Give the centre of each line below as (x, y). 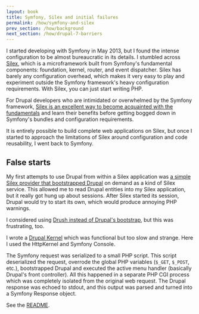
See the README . (28, 305)
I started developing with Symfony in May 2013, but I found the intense (93, 51)
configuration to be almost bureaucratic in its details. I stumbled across (93, 57)
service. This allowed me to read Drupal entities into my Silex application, (96, 189)
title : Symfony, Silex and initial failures (62, 17)
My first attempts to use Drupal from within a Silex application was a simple (99, 176)
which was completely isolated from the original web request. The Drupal (96, 281)
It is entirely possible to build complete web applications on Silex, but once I (99, 131)
